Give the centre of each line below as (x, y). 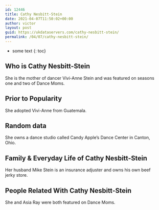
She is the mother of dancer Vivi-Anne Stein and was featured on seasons (80, 78)
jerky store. (16, 175)
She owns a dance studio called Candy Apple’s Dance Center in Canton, (78, 138)
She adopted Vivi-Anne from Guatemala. (46, 110)
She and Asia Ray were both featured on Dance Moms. (60, 202)
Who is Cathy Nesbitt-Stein (48, 66)
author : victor (21, 23)
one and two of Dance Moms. (35, 83)
